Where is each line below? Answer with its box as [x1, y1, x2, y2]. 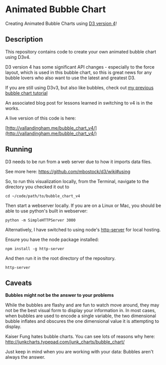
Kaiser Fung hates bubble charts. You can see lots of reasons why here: [5, 333, 155, 340]
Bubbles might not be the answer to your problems [5, 292, 114, 298]
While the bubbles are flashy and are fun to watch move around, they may [5, 302, 159, 308]
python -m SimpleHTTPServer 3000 [5, 218, 76, 223]
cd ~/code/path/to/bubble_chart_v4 [5, 193, 80, 199]
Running [5, 145, 33, 154]
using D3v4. [5, 54, 31, 60]
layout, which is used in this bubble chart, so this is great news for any [5, 69, 152, 75]
